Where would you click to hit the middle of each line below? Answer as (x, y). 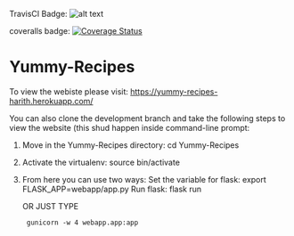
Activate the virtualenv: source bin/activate (101, 162)
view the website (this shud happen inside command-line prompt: (130, 127)
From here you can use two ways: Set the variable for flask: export (144, 179)
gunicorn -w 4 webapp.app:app (82, 223)
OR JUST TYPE (50, 206)
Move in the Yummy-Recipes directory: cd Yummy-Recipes (131, 145)
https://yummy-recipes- (174, 91)
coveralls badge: (40, 31)
